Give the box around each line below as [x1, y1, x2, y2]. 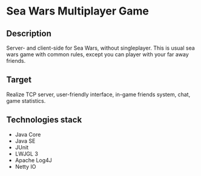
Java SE [15, 137, 36, 145]
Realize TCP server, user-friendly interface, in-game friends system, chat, [6, 91, 191, 98]
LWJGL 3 [15, 150, 38, 157]
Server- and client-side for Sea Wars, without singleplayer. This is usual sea [6, 44, 195, 51]
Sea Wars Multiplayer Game [6, 4, 150, 18]
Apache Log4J [15, 156, 53, 164]
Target [6, 74, 32, 85]
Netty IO [15, 163, 36, 170]
